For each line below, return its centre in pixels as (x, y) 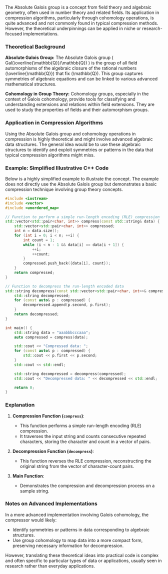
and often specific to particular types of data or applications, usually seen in (83, 560)
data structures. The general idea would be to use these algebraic (73, 144)
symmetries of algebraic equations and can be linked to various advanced (81, 79)
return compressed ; (34, 273)
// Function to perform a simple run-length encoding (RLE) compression (82, 217)
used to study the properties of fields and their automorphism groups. (77, 110)
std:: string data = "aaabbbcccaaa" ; (52, 332)
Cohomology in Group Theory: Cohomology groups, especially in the (77, 94)
